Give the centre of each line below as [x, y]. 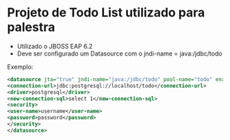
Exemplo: [20, 67]
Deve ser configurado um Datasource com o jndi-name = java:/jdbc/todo [119, 54]
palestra [31, 27]
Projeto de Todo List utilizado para [106, 13]
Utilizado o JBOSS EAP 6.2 [55, 46]
